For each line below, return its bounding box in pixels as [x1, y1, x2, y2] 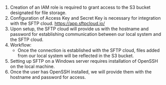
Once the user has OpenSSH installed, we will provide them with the [10, 69, 152, 75]
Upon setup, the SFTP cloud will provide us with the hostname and [10, 26, 149, 32]
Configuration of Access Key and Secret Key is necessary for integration [10, 15, 161, 21]
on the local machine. [10, 63, 55, 69]
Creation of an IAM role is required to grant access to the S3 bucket [10, 5, 151, 10]
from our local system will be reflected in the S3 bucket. [17, 53, 134, 59]
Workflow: [10, 42, 32, 48]
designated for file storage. [10, 10, 67, 16]
